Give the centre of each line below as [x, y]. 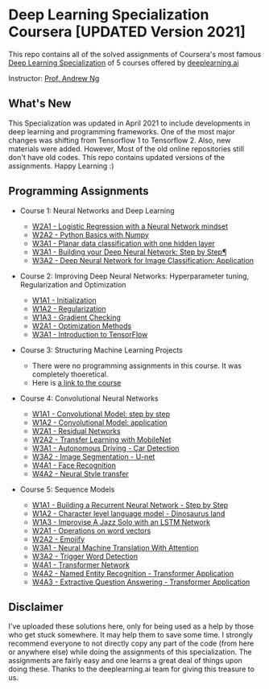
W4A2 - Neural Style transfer [80, 473]
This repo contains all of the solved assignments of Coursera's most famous [135, 54]
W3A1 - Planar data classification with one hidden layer [123, 243]
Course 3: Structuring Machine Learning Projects [101, 350]
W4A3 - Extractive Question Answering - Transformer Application [141, 582]
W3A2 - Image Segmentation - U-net [93, 456]
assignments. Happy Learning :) [61, 166]
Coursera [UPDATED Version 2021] [127, 32]
